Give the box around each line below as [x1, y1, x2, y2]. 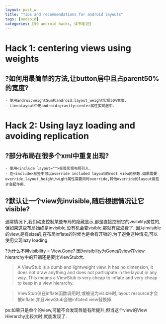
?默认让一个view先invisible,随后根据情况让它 [5, 196, 144, 205]
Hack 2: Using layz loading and [5, 120, 136, 131]
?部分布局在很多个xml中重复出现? [5, 152, 109, 160]
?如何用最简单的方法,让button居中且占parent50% [5, 74, 160, 83]
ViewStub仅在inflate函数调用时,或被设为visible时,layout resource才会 [17, 290, 158, 297]
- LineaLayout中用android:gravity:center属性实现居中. [5, 103, 115, 109]
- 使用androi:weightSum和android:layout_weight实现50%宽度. [5, 98, 127, 103]
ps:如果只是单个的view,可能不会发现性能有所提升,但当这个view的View [5, 307, 148, 313]
